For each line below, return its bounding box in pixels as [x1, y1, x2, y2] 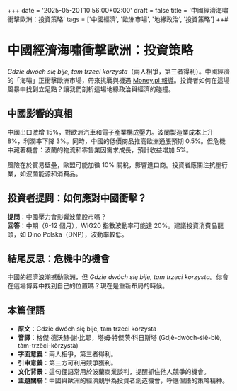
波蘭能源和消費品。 [25, 169, 82, 178]
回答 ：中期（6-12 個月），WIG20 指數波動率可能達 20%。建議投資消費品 [7, 221, 218, 229]
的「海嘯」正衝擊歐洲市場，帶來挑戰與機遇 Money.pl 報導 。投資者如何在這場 [7, 76, 230, 84]
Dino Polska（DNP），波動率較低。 [27, 229, 129, 239]
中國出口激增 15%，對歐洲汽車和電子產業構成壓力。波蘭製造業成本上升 [7, 127, 214, 136]
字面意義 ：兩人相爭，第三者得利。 [17, 350, 117, 358]
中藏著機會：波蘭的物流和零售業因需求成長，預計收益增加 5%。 [7, 145, 192, 154]
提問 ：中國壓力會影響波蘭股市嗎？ [7, 212, 107, 221]
